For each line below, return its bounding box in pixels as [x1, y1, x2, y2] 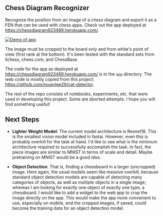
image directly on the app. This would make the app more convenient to [12, 195, 157, 200]
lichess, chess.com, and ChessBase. [5, 56, 79, 62]
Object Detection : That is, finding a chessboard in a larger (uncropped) [12, 163, 156, 170]
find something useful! [5, 101, 50, 107]
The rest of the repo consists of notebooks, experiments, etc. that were [5, 91, 148, 97]
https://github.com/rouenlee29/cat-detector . [5, 81, 94, 87]
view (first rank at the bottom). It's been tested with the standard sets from [5, 51, 155, 57]
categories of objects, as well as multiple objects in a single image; [12, 179, 146, 185]
